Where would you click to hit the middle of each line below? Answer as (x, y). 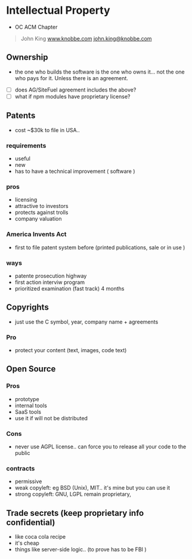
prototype (27, 399)
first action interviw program (50, 282)
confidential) (31, 522)
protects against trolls (41, 212)
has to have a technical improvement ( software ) (75, 171)
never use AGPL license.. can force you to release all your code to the (100, 447)
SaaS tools (28, 412)
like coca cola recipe (40, 537)
